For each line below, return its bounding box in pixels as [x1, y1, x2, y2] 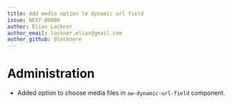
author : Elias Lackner [7, 23, 73, 30]
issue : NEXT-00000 [7, 17, 60, 24]
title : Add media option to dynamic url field [7, 10, 144, 17]
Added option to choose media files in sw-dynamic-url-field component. [17, 89, 226, 97]
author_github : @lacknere [7, 36, 82, 43]
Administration [7, 66, 95, 82]
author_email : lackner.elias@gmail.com [7, 29, 123, 37]
